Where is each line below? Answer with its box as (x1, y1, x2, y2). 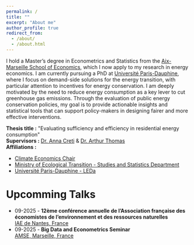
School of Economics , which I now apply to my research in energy (29, 63, 189, 70)
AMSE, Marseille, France (14, 232, 74, 239)
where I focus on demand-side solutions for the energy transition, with (6, 76, 176, 83)
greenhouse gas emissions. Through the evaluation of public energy (6, 94, 171, 101)
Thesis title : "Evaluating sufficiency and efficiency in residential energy (6, 124, 179, 132)
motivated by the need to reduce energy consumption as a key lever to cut (6, 89, 186, 96)
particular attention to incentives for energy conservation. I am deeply (6, 82, 174, 89)
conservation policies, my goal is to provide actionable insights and (6, 101, 168, 108)
